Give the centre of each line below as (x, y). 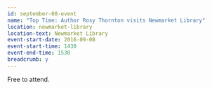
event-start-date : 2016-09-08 (52, 40)
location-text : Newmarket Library (58, 33)
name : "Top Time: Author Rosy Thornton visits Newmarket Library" (106, 20)
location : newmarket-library (50, 27)
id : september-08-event (42, 14)
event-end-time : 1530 (39, 53)
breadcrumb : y (28, 60)
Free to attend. (28, 79)
